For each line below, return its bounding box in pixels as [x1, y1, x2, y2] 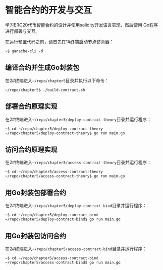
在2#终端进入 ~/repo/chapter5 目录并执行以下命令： [5, 78, 109, 84]
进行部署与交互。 [5, 28, 40, 34]
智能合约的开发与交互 [5, 4, 93, 16]
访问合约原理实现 [5, 145, 57, 154]
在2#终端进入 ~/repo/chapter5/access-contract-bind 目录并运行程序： [5, 246, 147, 252]
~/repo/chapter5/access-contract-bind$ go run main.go [5, 260, 121, 265]
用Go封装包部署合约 [5, 188, 66, 197]
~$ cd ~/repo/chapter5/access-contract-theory [5, 170, 103, 175]
